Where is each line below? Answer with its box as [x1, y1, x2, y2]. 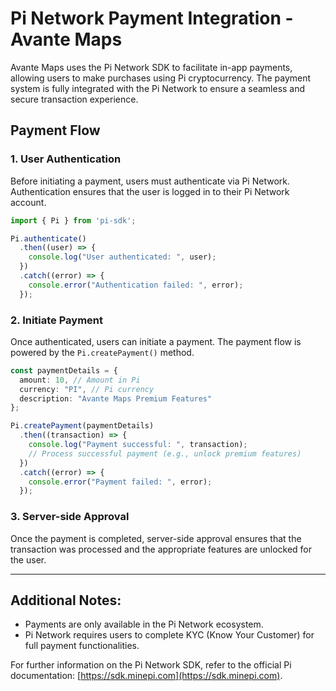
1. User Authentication [10, 152, 122, 166]
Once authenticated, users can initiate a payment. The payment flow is [10, 335, 302, 347]
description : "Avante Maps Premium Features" [19, 393, 213, 404]
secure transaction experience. [10, 93, 139, 105]
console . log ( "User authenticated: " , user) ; [28, 252, 217, 262]
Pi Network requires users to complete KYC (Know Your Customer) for [24, 629, 315, 641]
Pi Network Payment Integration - [10, 7, 294, 30]
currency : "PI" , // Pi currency [19, 384, 155, 394]
